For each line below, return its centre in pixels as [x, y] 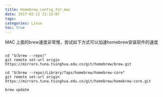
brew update [17, 90]
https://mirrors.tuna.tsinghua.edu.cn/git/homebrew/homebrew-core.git [78, 81]
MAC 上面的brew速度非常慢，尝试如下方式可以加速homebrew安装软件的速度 [82, 42]
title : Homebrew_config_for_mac [38, 10]
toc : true [15, 28]
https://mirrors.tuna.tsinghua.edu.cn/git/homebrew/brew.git [68, 64]
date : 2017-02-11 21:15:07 [32, 14]
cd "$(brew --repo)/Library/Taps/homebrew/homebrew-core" [65, 73]
